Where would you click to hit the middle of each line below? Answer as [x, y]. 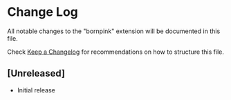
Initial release [36, 90]
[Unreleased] [36, 73]
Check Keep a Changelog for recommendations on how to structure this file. [116, 52]
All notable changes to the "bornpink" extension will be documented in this [114, 31]
